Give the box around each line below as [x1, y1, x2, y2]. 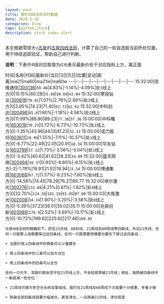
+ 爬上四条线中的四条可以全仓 [5, 261, 58, 266]
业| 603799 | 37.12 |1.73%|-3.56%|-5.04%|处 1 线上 [5, 147, 104, 152]
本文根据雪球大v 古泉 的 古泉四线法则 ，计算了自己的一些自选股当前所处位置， [5, 45, 160, 50]
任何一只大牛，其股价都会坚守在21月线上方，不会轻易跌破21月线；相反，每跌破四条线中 [5, 270, 159, 275]
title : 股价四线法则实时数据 [5, 12, 58, 17]
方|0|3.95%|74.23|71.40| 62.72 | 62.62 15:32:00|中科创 [5, 103, 113, 109]
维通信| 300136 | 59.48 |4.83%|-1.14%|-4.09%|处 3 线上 [5, 85, 111, 90]
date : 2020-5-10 [5, 16, 39, 21]
